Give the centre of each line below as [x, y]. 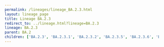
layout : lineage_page [27, 14]
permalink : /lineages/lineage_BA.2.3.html [48, 10]
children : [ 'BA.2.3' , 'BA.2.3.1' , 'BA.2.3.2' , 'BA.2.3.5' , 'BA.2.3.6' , [79, 37]
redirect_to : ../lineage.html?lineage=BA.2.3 [52, 23]
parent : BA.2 [18, 32]
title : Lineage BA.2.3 [28, 19]
